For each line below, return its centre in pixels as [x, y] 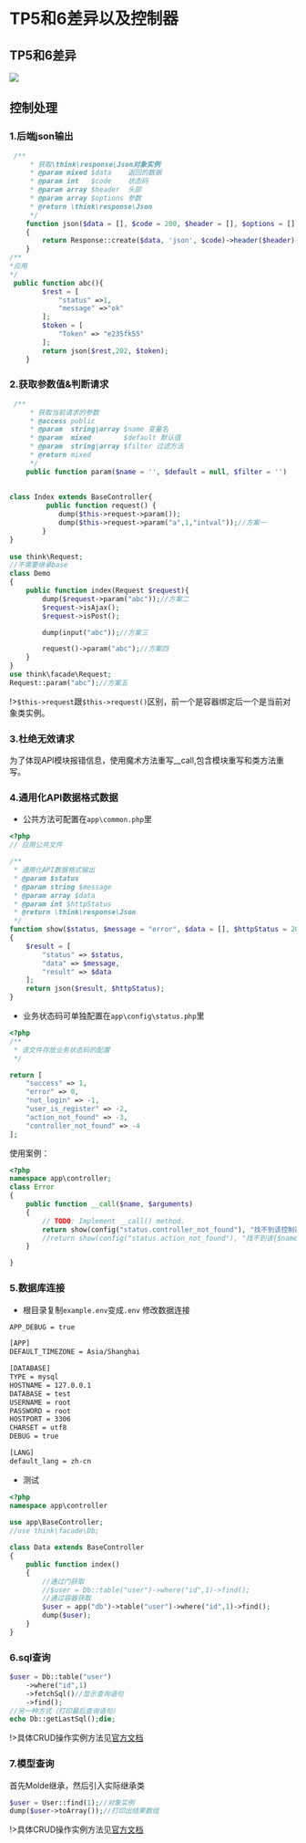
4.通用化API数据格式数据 [64, 797]
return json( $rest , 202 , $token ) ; [106, 351]
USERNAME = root [40, 1402]
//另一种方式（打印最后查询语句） [65, 1711]
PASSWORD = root [40, 1411]
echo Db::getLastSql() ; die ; [63, 1719]
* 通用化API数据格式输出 [54, 870]
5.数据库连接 [37, 1288]
